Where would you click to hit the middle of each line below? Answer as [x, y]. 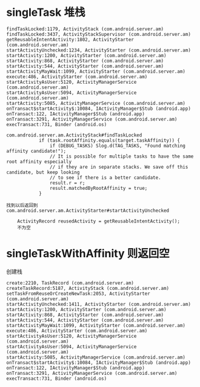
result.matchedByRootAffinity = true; [98, 188]
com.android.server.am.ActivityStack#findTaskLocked [74, 135]
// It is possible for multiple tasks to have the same [122, 156]
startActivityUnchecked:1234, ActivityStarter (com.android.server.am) [98, 50]
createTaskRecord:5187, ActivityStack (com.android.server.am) [88, 288]
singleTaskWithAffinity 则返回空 [88, 254]
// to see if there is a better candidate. [105, 177]
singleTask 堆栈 [46, 12]
